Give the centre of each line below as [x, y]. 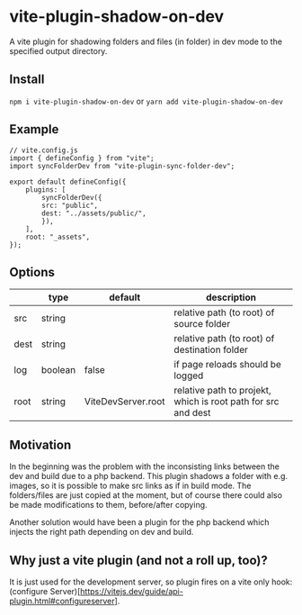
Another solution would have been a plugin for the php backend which [139, 522]
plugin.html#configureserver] [64, 601]
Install [27, 80]
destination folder [211, 350]
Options [32, 272]
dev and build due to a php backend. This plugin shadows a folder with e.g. [149, 476]
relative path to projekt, [222, 391]
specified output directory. [58, 50]
